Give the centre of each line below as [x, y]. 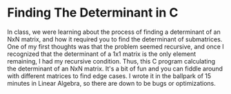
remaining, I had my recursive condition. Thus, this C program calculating [111, 61]
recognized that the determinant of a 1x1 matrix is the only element [102, 54]
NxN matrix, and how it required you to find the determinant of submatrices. [115, 39]
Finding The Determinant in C [93, 13]
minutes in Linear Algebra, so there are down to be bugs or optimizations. [111, 83]
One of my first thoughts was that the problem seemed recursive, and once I [115, 46]
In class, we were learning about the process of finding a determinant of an [114, 32]
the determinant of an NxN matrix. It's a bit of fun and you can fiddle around [115, 68]
